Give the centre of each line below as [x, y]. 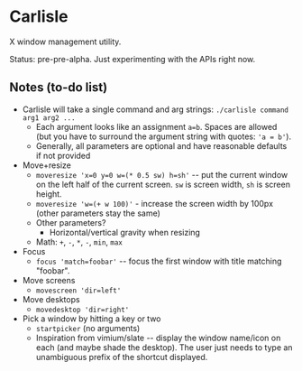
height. [49, 194]
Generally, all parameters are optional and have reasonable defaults [161, 145]
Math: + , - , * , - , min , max [79, 242]
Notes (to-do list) [59, 88]
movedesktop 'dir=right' [82, 310]
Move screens [49, 280]
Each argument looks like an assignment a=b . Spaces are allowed [156, 126]
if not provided [63, 155]
